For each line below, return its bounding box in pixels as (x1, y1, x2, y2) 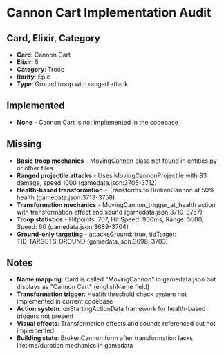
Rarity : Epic (16, 72, 50, 81)
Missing (6, 138, 42, 150)
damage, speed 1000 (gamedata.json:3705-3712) (16, 178, 157, 187)
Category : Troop (16, 66, 65, 73)
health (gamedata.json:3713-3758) (16, 193, 115, 201)
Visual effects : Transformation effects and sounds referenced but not (16, 319, 216, 328)
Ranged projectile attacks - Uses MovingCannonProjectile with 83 (16, 171, 207, 179)
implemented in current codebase (16, 297, 113, 306)
